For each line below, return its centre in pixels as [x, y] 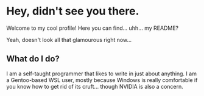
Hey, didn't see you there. [73, 11]
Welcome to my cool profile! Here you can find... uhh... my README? [92, 28]
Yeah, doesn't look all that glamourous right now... [69, 39]
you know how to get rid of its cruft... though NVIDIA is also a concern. [95, 86]
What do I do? [33, 59]
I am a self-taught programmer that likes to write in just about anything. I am [101, 74]
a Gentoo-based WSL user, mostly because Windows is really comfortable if [102, 80]
